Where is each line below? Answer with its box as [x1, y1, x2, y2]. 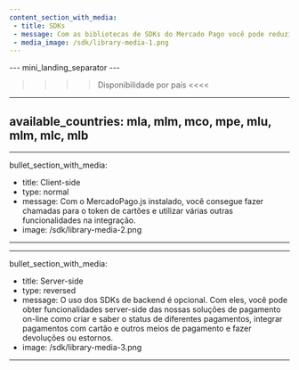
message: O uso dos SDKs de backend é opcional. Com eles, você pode [21, 295, 287, 306]
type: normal [21, 186, 69, 197]
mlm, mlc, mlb [9, 127, 89, 143]
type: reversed [21, 285, 77, 296]
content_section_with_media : [9, 12, 117, 22]
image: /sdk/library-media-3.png [21, 342, 142, 353]
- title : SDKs [12, 21, 66, 30]
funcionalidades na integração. [21, 215, 136, 226]
